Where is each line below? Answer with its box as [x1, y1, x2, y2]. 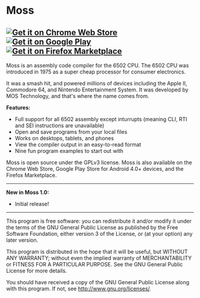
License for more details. [6, 267, 67, 274]
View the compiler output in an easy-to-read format [14, 141, 142, 148]
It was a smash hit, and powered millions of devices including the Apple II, [6, 80, 187, 87]
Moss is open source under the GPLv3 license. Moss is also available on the [6, 159, 192, 166]
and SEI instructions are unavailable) [14, 122, 105, 129]
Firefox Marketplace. [6, 171, 57, 179]
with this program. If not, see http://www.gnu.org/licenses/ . [6, 285, 152, 292]
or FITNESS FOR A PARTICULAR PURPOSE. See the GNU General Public [6, 261, 183, 268]
